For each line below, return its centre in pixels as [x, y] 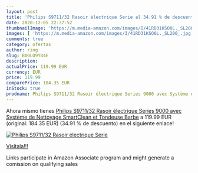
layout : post [22, 12]
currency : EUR [24, 72]
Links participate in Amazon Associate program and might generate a [90, 158]
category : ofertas [29, 45]
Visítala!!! [17, 146]
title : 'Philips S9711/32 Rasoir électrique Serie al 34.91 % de [88, 17]
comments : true [25, 39]
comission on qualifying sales [42, 164]
